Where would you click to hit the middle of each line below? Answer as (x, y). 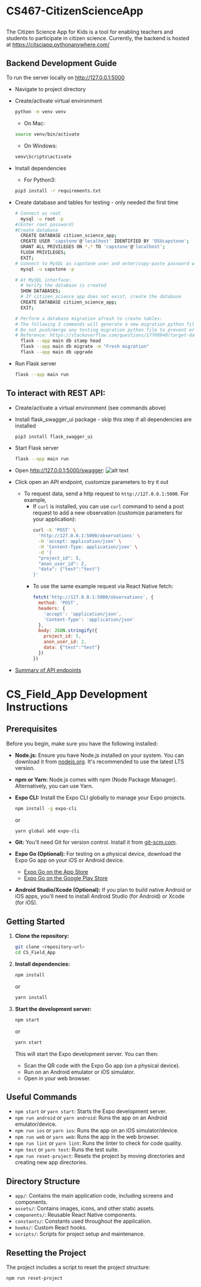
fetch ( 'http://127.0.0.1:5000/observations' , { (93, 597)
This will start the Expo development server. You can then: (86, 1054)
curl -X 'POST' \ (54, 530)
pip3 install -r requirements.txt (58, 191)
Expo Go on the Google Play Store (66, 878)
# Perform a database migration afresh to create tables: (89, 318)
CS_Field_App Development (77, 694)
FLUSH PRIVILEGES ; (43, 252)
